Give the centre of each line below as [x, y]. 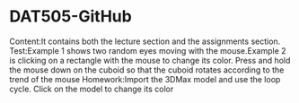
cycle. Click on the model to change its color [92, 89]
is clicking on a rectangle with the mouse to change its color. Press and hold [150, 60]
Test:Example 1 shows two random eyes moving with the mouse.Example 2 [148, 50]
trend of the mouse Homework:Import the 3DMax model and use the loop [145, 79]
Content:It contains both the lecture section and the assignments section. [145, 41]
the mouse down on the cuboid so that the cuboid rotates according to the [147, 70]
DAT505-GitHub [70, 17]
